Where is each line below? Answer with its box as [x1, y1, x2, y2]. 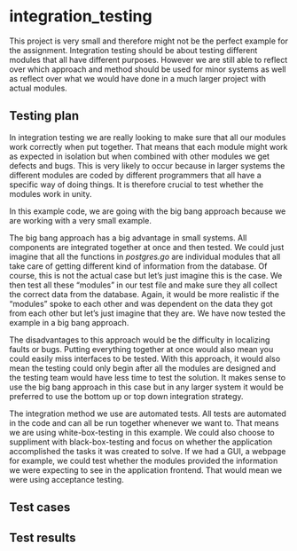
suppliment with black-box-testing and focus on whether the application [9, 437, 273, 447]
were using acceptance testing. [9, 474, 124, 484]
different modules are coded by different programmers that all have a [9, 169, 262, 180]
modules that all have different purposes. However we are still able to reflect [9, 54, 288, 65]
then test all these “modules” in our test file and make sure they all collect [9, 279, 277, 290]
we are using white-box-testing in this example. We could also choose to [9, 427, 275, 437]
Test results [9, 530, 76, 545]
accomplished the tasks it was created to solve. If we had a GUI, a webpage [9, 445, 286, 456]
